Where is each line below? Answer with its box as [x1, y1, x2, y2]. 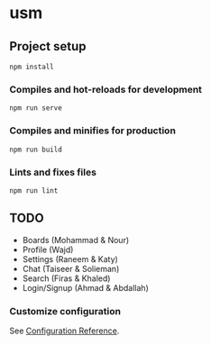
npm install [9, 62, 54, 71]
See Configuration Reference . [9, 325, 120, 336]
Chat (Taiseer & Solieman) [22, 263, 120, 274]
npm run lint [9, 186, 59, 195]
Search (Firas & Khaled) [22, 273, 111, 284]
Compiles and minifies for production [9, 124, 176, 137]
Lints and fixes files [9, 166, 97, 178]
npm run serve [9, 104, 63, 113]
